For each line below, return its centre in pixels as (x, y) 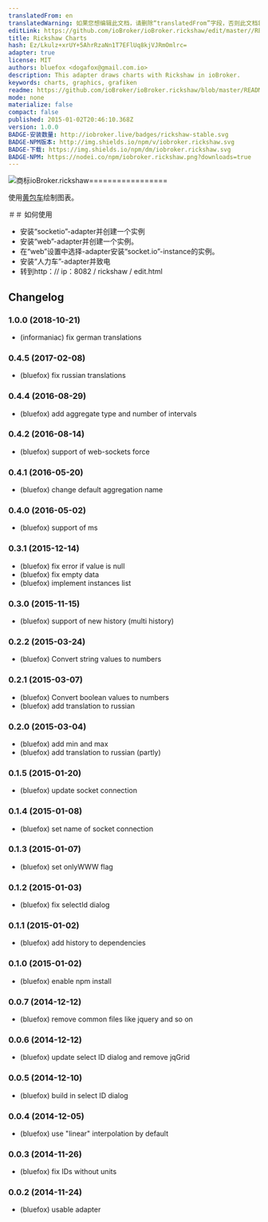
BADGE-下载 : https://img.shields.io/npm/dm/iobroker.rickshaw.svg (120, 149)
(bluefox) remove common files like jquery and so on (106, 1019)
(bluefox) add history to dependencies (83, 943)
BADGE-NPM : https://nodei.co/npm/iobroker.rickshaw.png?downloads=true (130, 157)
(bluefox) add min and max (64, 743)
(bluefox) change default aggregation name (91, 490)
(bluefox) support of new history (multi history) (97, 621)
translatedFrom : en (41, 16)
